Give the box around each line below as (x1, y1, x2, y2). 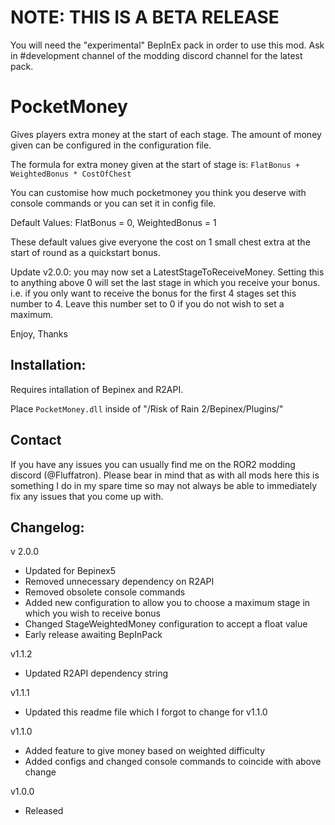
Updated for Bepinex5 (24, 565, 117, 577)
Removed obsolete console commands (24, 586, 186, 598)
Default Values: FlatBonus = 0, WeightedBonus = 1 (10, 216, 217, 228)
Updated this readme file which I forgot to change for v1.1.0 (24, 706, 268, 718)
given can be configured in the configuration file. (10, 139, 212, 151)
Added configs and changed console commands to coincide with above (24, 756, 322, 768)
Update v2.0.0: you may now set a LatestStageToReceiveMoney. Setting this (10, 266, 325, 278)
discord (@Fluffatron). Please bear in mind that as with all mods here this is (10, 469, 320, 481)
